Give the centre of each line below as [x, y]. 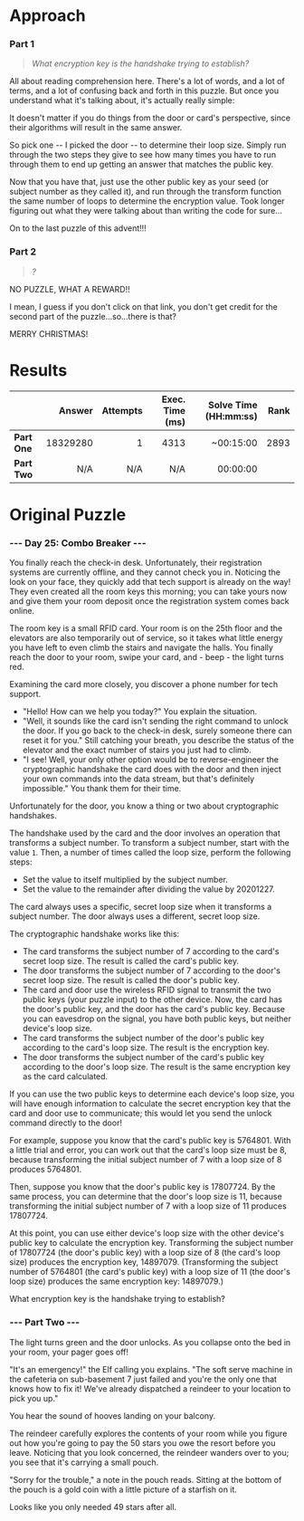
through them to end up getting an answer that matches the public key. [142, 165]
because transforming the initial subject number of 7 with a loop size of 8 [146, 1160]
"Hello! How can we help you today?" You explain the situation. [140, 712]
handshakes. [33, 816]
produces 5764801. [46, 1170]
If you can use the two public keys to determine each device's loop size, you [152, 1094]
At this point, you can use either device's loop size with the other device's [147, 1233]
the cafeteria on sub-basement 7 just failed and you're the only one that [143, 1379]
